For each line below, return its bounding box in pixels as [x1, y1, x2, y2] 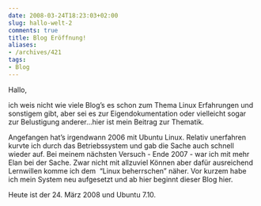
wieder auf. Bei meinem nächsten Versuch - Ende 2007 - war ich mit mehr [8, 149, 250, 158]
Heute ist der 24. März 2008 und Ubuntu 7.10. [8, 189, 157, 199]
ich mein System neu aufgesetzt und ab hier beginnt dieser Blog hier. [8, 174, 233, 184]
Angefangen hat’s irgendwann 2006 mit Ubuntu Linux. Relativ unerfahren [8, 132, 247, 142]
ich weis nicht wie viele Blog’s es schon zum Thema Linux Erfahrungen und [8, 100, 254, 109]
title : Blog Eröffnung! [8, 33, 87, 42]
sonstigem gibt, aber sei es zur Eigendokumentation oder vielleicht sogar [8, 109, 247, 118]
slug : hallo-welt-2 [8, 19, 73, 27]
